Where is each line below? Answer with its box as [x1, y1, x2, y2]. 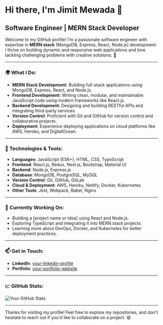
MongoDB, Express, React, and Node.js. [12, 87, 92, 93]
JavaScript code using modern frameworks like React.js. [12, 97, 125, 104]
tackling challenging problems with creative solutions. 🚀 [5, 52, 116, 58]
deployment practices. [12, 231, 57, 236]
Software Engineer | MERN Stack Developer [5, 24, 140, 32]
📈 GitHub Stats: [5, 283, 44, 289]
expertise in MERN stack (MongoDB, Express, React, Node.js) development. [5, 42, 158, 48]
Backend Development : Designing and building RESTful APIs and [12, 103, 143, 108]
